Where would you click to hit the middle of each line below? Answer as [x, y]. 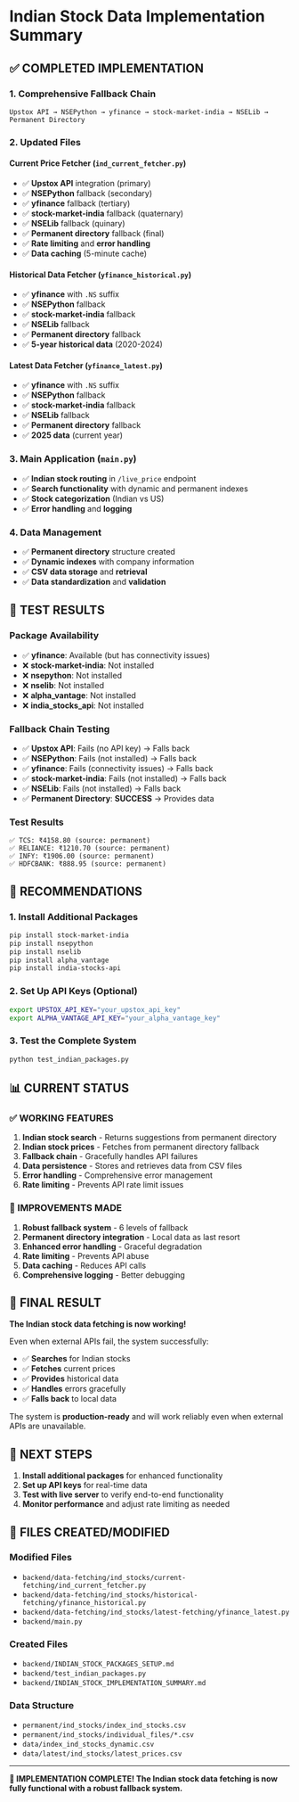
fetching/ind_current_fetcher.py [84, 1585]
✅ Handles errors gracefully [74, 1389]
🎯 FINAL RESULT [56, 1302]
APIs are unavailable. [48, 1426]
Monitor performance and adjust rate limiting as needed [126, 1504]
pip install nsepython [51, 943]
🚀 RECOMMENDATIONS [76, 891]
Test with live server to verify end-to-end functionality [123, 1494]
